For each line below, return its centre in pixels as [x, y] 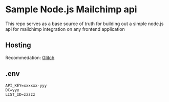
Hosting [18, 45]
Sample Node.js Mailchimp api [71, 9]
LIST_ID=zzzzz [20, 94]
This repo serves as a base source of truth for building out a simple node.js [84, 24]
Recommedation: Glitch [30, 57]
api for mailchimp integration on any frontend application [65, 29]
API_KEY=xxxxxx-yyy [26, 86]
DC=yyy [12, 90]
